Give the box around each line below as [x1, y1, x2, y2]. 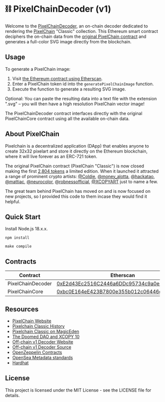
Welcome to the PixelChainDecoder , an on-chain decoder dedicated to [5, 23, 148, 29]
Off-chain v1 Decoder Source [12, 344, 72, 350]
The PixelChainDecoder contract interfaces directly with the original [5, 110, 142, 116]
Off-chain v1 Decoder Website [12, 339, 74, 344]
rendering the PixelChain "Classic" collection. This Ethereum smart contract [5, 28, 158, 34]
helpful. [5, 198, 21, 204]
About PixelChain [5, 130, 60, 138]
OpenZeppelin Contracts [12, 349, 62, 355]
